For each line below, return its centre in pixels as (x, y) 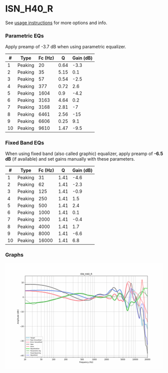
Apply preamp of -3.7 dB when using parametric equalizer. (66, 47)
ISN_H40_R (29, 9)
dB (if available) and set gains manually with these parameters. (70, 159)
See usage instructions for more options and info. (56, 23)
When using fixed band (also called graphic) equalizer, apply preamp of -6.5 (84, 154)
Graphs (14, 255)
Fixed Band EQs (25, 142)
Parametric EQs (25, 36)
